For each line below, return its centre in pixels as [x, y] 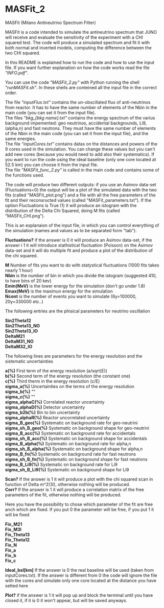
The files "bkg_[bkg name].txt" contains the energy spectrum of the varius [80, 118]
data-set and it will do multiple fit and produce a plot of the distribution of [79, 250]
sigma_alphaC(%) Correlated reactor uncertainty [55, 402]
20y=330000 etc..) [24, 301]
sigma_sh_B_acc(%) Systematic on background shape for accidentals [76, 438]
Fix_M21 [14, 524]
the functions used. [25, 175]
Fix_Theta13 [18, 535]
